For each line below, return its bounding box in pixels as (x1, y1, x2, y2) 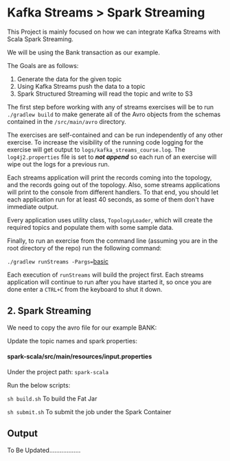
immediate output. (7, 202, 59, 211)
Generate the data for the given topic (16, 74, 122, 83)
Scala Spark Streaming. (7, 34, 74, 43)
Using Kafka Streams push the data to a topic (16, 82, 146, 90)
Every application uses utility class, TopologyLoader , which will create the (7, 215, 213, 224)
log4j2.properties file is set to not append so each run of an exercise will (7, 153, 217, 161)
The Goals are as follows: (7, 61, 79, 69)
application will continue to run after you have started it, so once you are (7, 277, 212, 286)
